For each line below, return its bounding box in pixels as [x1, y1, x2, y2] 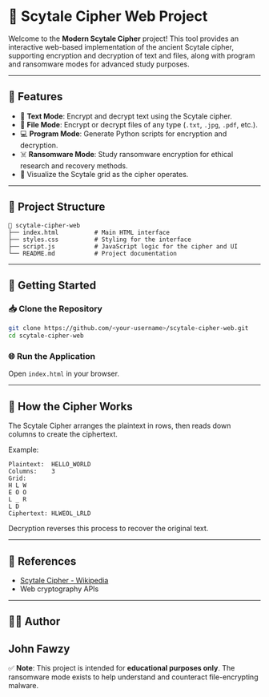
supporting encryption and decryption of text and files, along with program [8, 50, 255, 60]
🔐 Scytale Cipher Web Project [8, 7, 208, 26]
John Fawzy [8, 642, 70, 655]
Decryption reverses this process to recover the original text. [8, 524, 209, 534]
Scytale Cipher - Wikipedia [19, 575, 109, 585]
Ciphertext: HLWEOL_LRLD [8, 510, 91, 518]
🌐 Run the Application [8, 350, 96, 361]
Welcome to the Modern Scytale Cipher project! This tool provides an [8, 34, 239, 43]
